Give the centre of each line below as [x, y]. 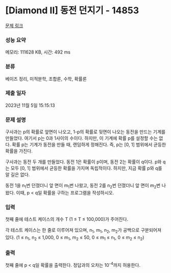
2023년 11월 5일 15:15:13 [30, 105]
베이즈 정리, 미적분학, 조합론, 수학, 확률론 [46, 79]
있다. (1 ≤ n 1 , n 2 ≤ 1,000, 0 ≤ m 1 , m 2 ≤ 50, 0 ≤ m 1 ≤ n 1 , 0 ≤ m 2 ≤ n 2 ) [75, 238]
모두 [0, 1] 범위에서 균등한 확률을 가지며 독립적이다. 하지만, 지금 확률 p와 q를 [86, 168]
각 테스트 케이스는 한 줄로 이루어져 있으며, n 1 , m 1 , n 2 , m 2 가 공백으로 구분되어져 [83, 231]
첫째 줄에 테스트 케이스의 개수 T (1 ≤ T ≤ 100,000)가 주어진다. [67, 219]
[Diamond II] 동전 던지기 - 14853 [72, 10]
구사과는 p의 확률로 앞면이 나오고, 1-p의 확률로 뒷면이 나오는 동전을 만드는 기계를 [86, 132]
